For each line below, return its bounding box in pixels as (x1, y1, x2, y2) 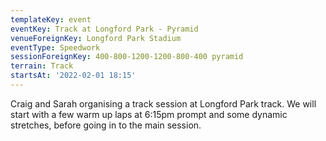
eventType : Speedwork (10, 42, 101, 53)
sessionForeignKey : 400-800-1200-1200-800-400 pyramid (10, 52, 244, 62)
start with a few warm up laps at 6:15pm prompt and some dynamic (10, 108, 288, 120)
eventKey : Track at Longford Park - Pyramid (10, 24, 199, 34)
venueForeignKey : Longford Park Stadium (10, 33, 182, 43)
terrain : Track (10, 61, 74, 71)
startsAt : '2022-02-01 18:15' (10, 71, 137, 81)
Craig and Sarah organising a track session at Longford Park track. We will (10, 97, 317, 110)
